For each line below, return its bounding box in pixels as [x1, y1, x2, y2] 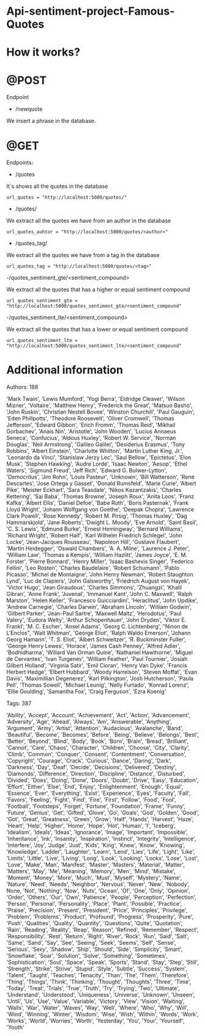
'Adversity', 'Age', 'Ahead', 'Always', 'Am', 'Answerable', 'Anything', [6, 718, 173, 726]
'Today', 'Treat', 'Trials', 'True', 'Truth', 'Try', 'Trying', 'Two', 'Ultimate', [6, 985, 181, 992]
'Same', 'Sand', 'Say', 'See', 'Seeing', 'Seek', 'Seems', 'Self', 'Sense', [6, 939, 176, 947]
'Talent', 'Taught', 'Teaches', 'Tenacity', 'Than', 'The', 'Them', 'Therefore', [6, 972, 190, 979]
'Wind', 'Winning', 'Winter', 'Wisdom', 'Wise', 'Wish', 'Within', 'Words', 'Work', [6, 1011, 199, 1018]
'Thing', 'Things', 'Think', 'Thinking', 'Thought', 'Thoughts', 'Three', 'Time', [6, 978, 192, 986]
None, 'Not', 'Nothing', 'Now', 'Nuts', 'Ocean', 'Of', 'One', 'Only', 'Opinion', [6, 887, 190, 895]
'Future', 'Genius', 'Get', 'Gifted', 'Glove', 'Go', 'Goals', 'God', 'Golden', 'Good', [6, 809, 199, 816]
